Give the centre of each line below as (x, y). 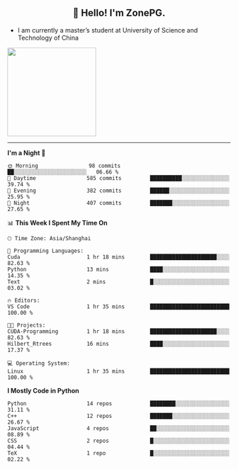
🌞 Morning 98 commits (64, 166)
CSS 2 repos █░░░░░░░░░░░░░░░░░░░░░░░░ (119, 441)
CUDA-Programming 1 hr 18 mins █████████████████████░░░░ (119, 331)
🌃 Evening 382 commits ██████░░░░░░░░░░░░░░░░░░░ (119, 191)
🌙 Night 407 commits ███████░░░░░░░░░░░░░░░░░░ (119, 203)
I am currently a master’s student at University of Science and (108, 30)
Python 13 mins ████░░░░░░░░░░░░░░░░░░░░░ (119, 269)
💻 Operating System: (39, 363)
